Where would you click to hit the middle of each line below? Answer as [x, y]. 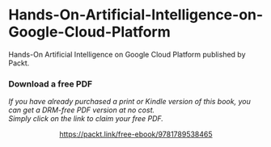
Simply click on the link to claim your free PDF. [86, 119]
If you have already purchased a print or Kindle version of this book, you [129, 102]
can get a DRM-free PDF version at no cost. [82, 110]
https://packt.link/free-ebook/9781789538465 [136, 134]
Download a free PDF [51, 84]
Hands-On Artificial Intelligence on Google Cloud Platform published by [127, 54]
